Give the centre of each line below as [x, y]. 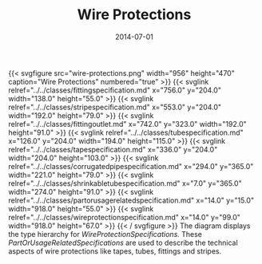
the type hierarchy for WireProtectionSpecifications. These [105, 234]
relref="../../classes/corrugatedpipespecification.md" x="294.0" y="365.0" [131, 166]
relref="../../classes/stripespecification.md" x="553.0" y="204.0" [115, 107]
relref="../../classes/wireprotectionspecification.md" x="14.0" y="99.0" [125, 217]
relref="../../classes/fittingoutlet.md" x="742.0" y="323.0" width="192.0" [128, 124]
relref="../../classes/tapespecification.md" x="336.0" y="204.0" [113, 149]
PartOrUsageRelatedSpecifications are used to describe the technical [123, 242]
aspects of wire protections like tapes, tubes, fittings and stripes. [115, 251]
